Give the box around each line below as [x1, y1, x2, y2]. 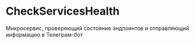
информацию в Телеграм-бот [6, 31, 83, 38]
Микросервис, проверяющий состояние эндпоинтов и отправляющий [6, 24, 189, 32]
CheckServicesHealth [6, 4, 120, 18]
